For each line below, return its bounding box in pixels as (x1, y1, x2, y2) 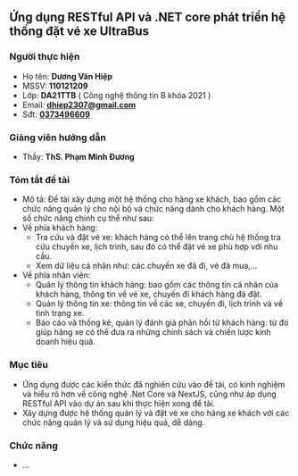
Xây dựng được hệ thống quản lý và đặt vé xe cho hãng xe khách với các (21, 407, 290, 418)
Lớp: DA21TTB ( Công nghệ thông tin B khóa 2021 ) (21, 89, 211, 100)
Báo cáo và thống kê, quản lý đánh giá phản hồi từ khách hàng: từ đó (35, 317, 289, 328)
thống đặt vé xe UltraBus (9, 24, 150, 39)
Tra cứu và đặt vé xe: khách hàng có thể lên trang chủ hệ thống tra (35, 232, 281, 243)
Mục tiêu (9, 359, 49, 372)
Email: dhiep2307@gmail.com (21, 99, 137, 110)
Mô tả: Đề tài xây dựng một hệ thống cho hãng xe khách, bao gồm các (21, 194, 282, 205)
